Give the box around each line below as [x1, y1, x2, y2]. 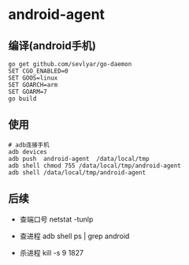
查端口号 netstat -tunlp [19, 215, 94, 224]
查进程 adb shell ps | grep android [19, 231, 130, 241]
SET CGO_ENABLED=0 [8, 67, 69, 75]
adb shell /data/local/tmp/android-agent [8, 168, 146, 177]
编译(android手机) [8, 39, 97, 52]
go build [8, 95, 37, 103]
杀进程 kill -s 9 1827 [19, 248, 84, 257]
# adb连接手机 [8, 140, 50, 149]
